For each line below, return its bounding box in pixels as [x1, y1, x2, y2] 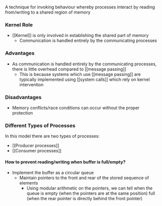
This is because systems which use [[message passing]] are [19, 71, 141, 77]
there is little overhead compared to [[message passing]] [12, 66, 126, 72]
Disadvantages [5, 94, 42, 100]
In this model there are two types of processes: [5, 133, 100, 139]
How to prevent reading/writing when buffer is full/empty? [5, 159, 126, 165]
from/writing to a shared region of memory [5, 9, 91, 15]
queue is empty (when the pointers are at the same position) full [26, 190, 155, 196]
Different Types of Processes [5, 122, 75, 129]
